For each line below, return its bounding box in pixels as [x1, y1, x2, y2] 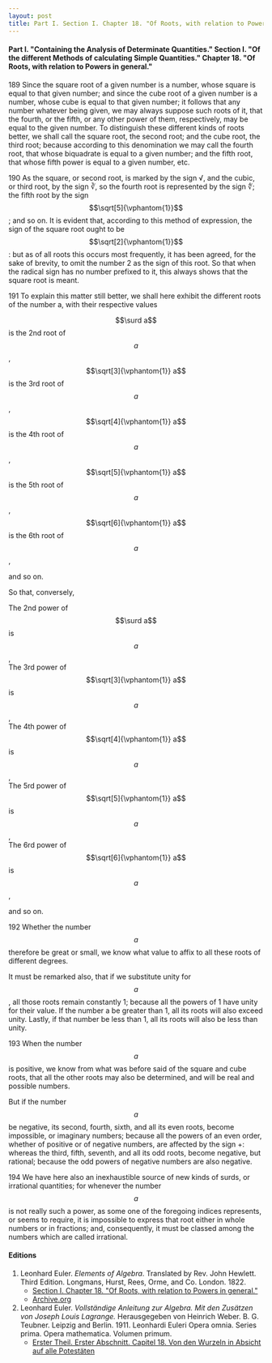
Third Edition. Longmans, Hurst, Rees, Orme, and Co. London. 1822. [19, 1277, 247, 1287]
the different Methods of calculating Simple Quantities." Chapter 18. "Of [8, 53, 256, 63]
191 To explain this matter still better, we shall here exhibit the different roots [8, 291, 261, 301]
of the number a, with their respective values [8, 299, 158, 309]
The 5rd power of [8, 780, 67, 790]
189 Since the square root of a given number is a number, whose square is [8, 79, 257, 89]
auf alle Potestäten [32, 1346, 96, 1356]
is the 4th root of [8, 429, 65, 438]
